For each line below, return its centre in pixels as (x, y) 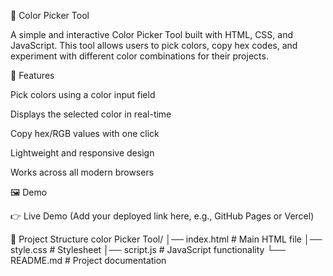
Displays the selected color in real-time (91, 114)
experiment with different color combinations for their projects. (139, 56)
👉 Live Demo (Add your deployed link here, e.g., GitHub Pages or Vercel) (162, 216)
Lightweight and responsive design (82, 153)
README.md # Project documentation (88, 260)
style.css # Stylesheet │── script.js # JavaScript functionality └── (148, 249)
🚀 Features (32, 75)
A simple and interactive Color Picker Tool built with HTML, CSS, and (151, 34)
